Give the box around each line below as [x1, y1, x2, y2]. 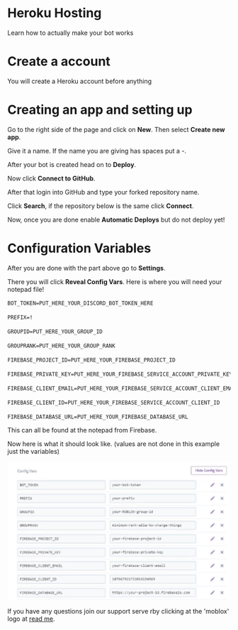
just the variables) [7, 447, 60, 455]
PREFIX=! [7, 314, 33, 321]
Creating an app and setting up [7, 102, 193, 118]
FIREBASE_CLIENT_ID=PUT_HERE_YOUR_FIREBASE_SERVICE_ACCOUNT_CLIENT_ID [7, 399, 220, 406]
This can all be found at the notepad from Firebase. [7, 425, 157, 434]
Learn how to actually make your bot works [7, 28, 134, 37]
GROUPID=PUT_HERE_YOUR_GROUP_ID [7, 328, 103, 335]
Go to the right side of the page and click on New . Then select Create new [7, 125, 225, 134]
